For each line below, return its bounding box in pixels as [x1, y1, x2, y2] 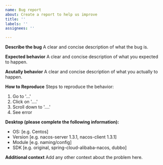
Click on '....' [12, 98, 38, 105]
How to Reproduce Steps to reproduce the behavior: [5, 83, 114, 90]
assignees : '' [5, 26, 35, 31]
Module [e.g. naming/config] [12, 139, 72, 145]
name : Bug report [5, 7, 42, 12]
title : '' [5, 16, 26, 21]
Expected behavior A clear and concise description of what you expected [5, 53, 158, 60]
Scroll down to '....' [12, 104, 51, 110]
